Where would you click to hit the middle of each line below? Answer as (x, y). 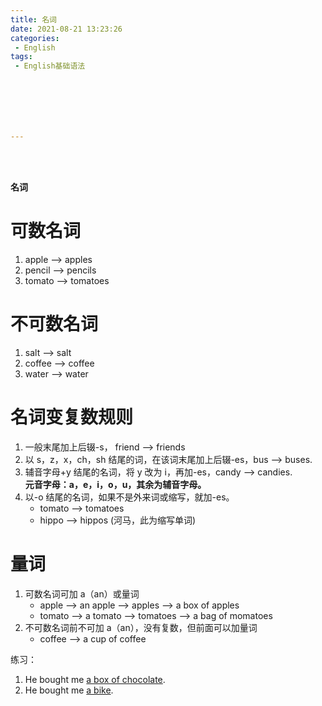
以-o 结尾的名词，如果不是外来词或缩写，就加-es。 (129, 497)
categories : (35, 38)
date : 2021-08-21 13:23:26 (66, 29)
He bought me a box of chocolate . (95, 679)
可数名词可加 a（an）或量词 (82, 593)
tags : (21, 57)
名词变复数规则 (72, 417)
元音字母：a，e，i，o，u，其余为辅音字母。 (115, 484)
